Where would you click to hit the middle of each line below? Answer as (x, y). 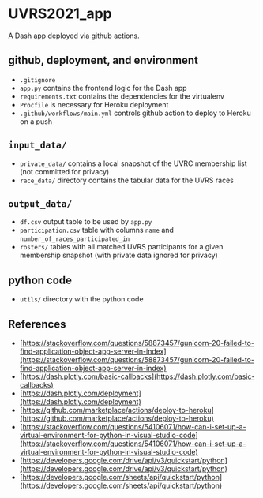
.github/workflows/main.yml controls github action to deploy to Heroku (135, 113)
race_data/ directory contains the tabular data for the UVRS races (127, 180)
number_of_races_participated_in (75, 239)
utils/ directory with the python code (81, 299)
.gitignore (38, 80)
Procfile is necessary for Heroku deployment (94, 104)
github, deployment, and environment (103, 60)
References (37, 324)
